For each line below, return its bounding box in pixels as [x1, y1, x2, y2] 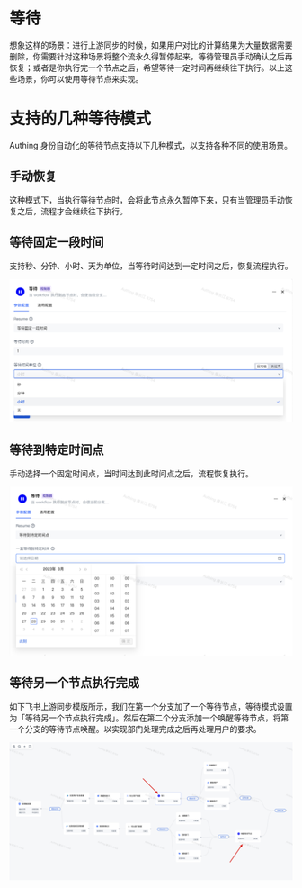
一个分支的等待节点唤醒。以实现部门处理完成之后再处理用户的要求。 [9, 723, 262, 734]
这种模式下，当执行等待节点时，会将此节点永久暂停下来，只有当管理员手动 [9, 195, 285, 205]
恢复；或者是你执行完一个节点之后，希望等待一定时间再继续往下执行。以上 [9, 62, 285, 73]
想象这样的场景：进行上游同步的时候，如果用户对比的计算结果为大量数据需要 [9, 40, 293, 50]
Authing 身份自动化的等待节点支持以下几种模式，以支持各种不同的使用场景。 [9, 140, 292, 150]
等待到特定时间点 [9, 442, 104, 458]
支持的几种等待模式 [9, 109, 152, 129]
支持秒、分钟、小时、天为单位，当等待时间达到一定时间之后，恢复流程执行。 [9, 260, 293, 271]
